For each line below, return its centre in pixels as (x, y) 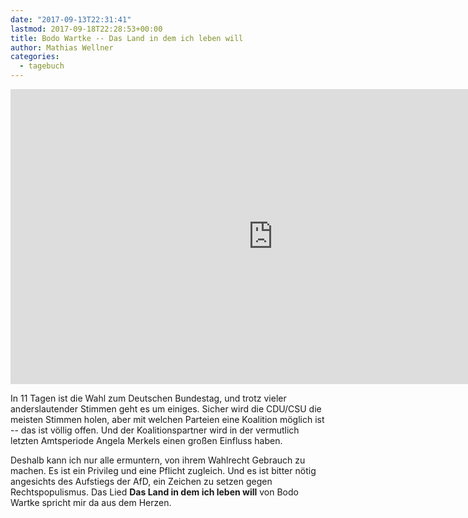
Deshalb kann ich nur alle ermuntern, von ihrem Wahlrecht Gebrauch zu (158, 460)
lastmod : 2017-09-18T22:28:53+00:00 (86, 29)
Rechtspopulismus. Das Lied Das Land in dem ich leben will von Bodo (154, 492)
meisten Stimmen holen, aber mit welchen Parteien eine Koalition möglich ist (167, 419)
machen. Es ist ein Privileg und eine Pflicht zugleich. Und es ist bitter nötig (163, 470)
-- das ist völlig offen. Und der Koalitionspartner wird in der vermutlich (155, 430)
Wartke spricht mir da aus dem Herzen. (91, 502)
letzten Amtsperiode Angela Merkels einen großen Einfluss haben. (146, 440)
